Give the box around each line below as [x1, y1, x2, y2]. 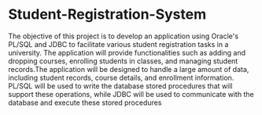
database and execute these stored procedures [8, 98, 162, 107]
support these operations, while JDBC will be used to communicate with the [8, 89, 254, 99]
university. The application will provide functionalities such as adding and [8, 48, 246, 57]
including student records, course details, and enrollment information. [8, 73, 234, 82]
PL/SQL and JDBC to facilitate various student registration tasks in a [8, 39, 229, 49]
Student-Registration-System [8, 5, 207, 23]
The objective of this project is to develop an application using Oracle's [8, 31, 238, 41]
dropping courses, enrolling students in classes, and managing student [8, 56, 238, 66]
